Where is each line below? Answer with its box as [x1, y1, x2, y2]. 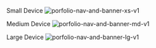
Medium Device [6, 20, 51, 27]
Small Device [6, 7, 44, 14]
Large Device [6, 33, 44, 41]
